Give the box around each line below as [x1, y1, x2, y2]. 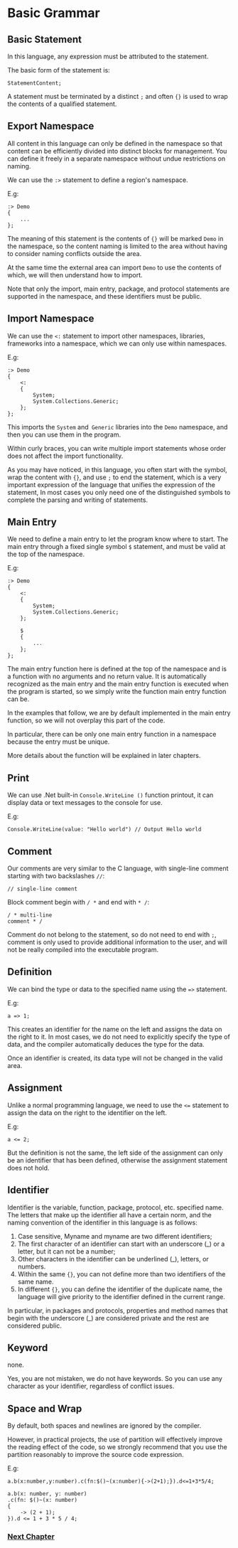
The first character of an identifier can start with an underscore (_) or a [17, 1239, 225, 1248]
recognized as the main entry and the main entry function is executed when [7, 680, 229, 688]
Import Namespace [7, 313, 94, 325]
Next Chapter [7, 1532, 55, 1542]
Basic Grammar [7, 5, 101, 21]
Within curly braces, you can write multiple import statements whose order [7, 444, 226, 452]
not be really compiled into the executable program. [7, 946, 158, 954]
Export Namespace [7, 120, 94, 132]
